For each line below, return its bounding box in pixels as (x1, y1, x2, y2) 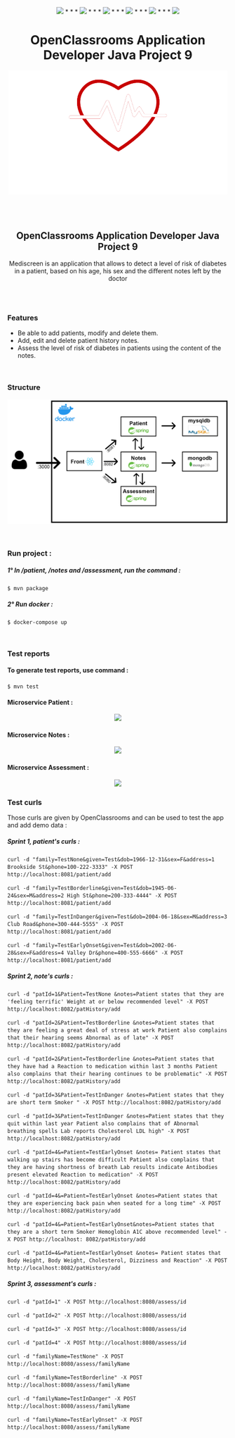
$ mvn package (7, 584, 49, 592)
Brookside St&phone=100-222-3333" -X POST (7, 863, 133, 870)
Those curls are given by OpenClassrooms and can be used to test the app (7, 813, 224, 822)
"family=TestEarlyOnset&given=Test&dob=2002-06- (32, 942, 177, 949)
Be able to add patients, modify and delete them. (17, 329, 159, 337)
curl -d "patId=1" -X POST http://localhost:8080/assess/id (7, 1298, 187, 1306)
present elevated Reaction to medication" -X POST (7, 1171, 159, 1178)
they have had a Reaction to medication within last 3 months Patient (7, 1063, 218, 1070)
